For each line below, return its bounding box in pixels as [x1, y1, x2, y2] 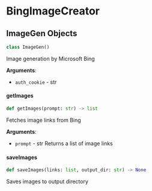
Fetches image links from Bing [6, 116, 81, 124]
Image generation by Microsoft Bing [6, 55, 95, 62]
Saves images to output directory [6, 178, 89, 185]
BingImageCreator [6, 4, 100, 18]
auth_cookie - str [14, 78, 57, 86]
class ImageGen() [6, 44, 50, 50]
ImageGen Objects [6, 28, 78, 39]
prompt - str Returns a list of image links [14, 140, 113, 147]
